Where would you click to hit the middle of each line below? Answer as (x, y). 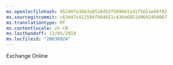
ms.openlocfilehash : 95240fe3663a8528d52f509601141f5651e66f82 (87, 12)
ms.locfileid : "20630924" (38, 39)
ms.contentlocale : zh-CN (37, 28)
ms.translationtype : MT (36, 22)
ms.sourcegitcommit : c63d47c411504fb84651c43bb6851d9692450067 (87, 17)
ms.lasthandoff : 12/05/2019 (41, 34)
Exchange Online (27, 56)
